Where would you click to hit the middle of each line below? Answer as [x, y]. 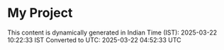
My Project [40, 13]
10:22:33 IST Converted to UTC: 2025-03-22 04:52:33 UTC [95, 39]
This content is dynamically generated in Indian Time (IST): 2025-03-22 [112, 32]
